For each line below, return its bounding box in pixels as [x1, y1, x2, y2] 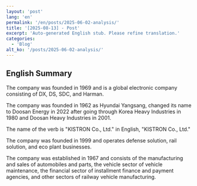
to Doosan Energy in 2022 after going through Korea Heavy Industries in [6, 108, 181, 115]
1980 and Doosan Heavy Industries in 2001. [6, 114, 112, 121]
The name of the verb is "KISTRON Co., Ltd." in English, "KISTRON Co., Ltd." [6, 126, 191, 133]
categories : [6, 36, 35, 42]
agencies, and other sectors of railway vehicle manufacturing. [6, 173, 156, 180]
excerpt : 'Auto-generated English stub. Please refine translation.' [6, 31, 181, 36]
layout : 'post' [6, 8, 44, 15]
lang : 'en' [6, 14, 33, 20]
